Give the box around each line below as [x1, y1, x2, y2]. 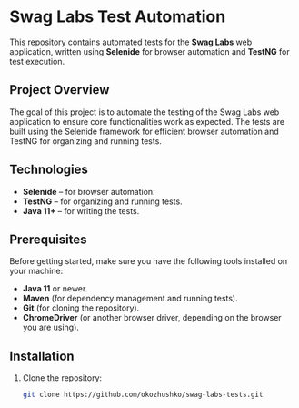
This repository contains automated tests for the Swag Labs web [9, 36, 253, 47]
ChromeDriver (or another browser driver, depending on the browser [22, 312, 282, 323]
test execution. [9, 56, 65, 66]
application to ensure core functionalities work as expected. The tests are [9, 116, 284, 127]
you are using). [22, 321, 80, 333]
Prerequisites [9, 231, 87, 247]
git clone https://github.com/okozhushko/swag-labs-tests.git [22, 390, 264, 400]
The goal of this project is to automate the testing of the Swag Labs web [9, 107, 280, 117]
